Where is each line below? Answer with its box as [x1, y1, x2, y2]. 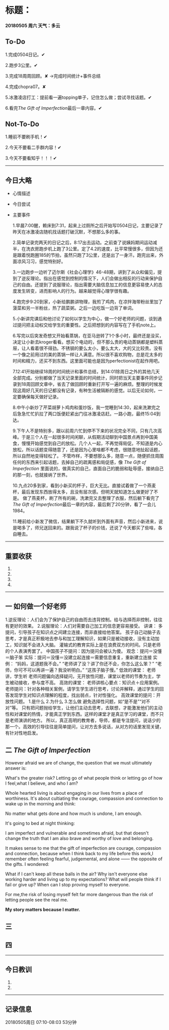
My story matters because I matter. [5, 906, 80, 912]
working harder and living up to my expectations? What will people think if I [5, 876, 161, 882]
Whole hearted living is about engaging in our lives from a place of [5, 790, 143, 796]
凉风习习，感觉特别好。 [17, 258, 66, 264]
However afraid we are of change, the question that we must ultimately [5, 760, 152, 766]
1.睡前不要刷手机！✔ [5, 134, 48, 140]
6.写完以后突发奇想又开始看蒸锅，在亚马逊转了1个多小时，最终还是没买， [12, 333, 164, 339]
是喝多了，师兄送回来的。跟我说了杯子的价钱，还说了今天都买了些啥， [12, 525, 158, 531]
